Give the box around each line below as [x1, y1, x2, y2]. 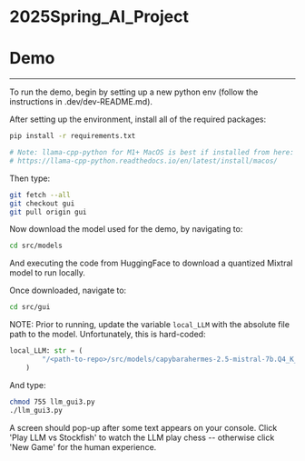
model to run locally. [9, 267, 86, 278]
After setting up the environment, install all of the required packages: [9, 114, 267, 125]
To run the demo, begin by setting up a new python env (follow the [9, 86, 259, 97]
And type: [9, 379, 46, 390]
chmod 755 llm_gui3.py [9, 397, 95, 406]
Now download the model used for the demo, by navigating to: [9, 224, 243, 235]
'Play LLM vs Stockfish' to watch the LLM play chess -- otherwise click [9, 432, 275, 443]
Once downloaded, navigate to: [9, 285, 127, 296]
